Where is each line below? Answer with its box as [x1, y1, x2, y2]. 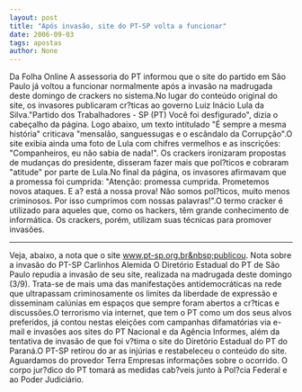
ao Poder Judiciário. [9, 374, 84, 385]
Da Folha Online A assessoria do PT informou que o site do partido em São [9, 71, 286, 82]
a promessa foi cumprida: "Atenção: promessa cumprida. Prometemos [9, 176, 270, 187]
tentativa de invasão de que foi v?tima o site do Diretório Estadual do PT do [9, 336, 288, 347]
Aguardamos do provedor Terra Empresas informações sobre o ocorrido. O [9, 355, 288, 366]
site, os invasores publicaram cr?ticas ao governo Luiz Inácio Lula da [9, 100, 265, 111]
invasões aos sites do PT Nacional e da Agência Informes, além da [32, 326, 280, 337]
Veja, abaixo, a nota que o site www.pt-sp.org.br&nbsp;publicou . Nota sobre [9, 250, 292, 261]
